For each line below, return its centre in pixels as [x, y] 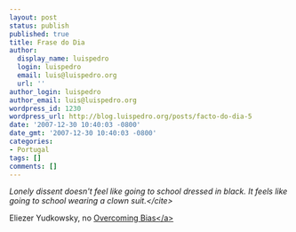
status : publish [39, 26]
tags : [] [25, 158]
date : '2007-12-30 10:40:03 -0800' [75, 125]
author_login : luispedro [55, 92]
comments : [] [33, 166]
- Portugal [29, 149]
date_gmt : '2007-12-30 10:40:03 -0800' [83, 133]
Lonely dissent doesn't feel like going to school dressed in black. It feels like [148, 191]
